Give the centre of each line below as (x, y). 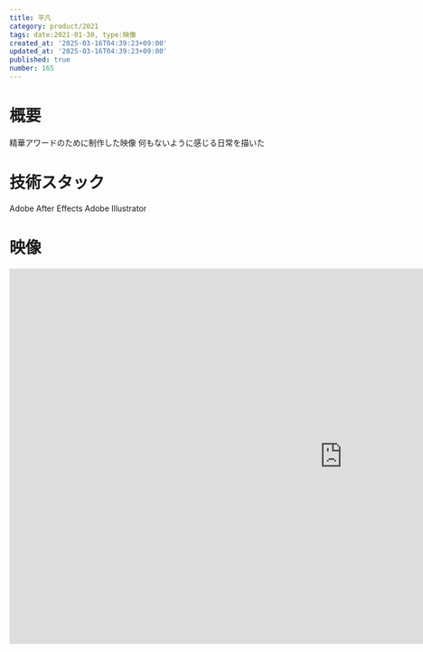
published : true (40, 60)
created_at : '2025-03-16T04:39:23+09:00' (89, 43)
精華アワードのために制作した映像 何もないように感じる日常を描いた (137, 142)
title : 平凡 (30, 18)
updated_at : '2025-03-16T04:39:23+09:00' (89, 52)
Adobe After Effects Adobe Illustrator (78, 208)
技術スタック (57, 183)
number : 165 (32, 69)
